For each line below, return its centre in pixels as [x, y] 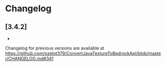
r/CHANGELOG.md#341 [29, 59]
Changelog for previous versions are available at [55, 48]
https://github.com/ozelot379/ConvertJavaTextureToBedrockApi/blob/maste [83, 53]
